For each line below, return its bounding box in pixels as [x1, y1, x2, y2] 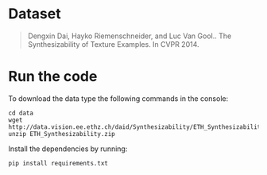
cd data [8, 109, 34, 117]
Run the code [8, 68, 98, 86]
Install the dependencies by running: [8, 144, 128, 154]
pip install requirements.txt [8, 159, 109, 167]
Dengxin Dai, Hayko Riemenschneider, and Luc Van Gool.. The [27, 31, 232, 41]
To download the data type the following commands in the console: [8, 93, 229, 103]
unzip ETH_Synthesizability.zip [8, 130, 115, 138]
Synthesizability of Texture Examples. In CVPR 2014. [27, 39, 200, 49]
